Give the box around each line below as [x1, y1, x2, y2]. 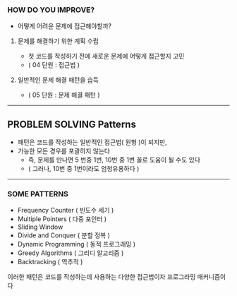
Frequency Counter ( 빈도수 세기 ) [17, 206, 114, 215]
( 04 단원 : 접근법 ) [28, 61, 80, 69]
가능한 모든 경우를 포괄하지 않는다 [17, 147, 111, 155]
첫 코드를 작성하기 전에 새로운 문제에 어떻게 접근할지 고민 [28, 52, 185, 61]
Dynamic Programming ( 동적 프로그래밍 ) [17, 240, 136, 249]
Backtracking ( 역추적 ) [17, 258, 83, 266]
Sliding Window [17, 223, 63, 231]
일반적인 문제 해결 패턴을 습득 [17, 76, 99, 84]
